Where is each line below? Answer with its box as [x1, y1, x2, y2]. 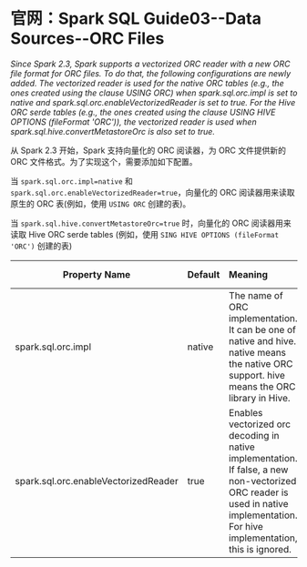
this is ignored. [228, 542, 292, 555]
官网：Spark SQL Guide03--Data [10, 8, 262, 29]
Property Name [63, 268, 131, 280]
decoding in [228, 429, 280, 441]
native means [228, 346, 286, 359]
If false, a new [228, 463, 289, 476]
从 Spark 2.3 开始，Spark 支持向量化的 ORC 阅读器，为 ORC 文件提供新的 [10, 145, 286, 156]
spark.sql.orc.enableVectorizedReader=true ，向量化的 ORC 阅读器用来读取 [10, 187, 295, 197]
